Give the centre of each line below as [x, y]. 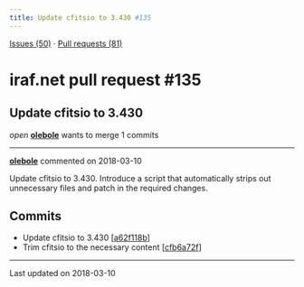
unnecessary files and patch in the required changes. [109, 188]
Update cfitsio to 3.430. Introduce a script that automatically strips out [140, 178]
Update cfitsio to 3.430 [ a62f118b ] [86, 238]
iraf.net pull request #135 [105, 80]
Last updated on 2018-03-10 [62, 273]
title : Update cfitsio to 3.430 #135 [81, 18]
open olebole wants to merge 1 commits [84, 134]
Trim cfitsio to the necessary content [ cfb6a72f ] [112, 247]
